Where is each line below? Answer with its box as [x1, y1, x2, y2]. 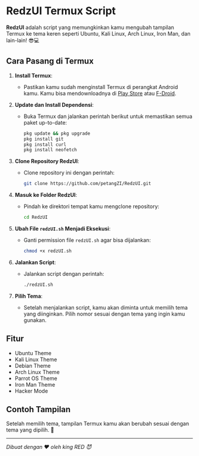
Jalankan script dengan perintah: [23, 270, 105, 277]
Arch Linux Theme [14, 368, 60, 375]
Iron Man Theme [14, 381, 55, 388]
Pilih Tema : [14, 292, 43, 299]
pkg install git [23, 136, 64, 142]
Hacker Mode [14, 387, 49, 394]
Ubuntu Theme [14, 349, 52, 356]
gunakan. [23, 316, 47, 324]
